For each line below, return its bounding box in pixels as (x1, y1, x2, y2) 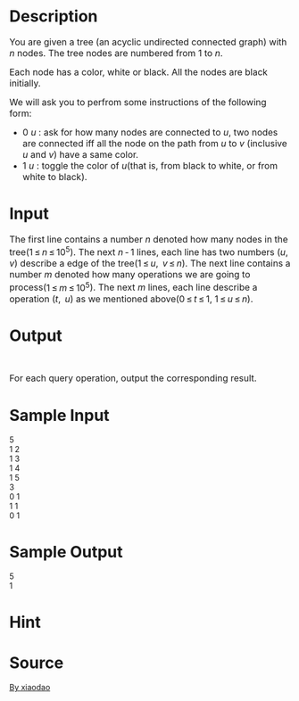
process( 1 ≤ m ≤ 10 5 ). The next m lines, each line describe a (9, 279, 258, 293)
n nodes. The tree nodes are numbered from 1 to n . (9, 46, 223, 59)
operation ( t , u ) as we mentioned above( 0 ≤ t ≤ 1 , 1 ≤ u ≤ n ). (9, 293, 253, 305)
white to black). (21, 170, 87, 183)
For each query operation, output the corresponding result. (9, 372, 257, 384)
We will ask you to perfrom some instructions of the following (9, 95, 267, 108)
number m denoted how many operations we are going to (9, 268, 251, 281)
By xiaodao (9, 682, 51, 693)
